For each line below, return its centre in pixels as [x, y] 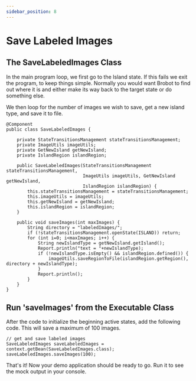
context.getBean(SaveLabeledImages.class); [61, 349]
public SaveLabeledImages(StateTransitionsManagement [84, 165]
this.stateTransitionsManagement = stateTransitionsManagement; [108, 191]
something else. [26, 96]
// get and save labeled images [46, 339]
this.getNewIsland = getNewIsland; [71, 201]
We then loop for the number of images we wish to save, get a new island [95, 107]
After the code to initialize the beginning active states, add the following [93, 322]
